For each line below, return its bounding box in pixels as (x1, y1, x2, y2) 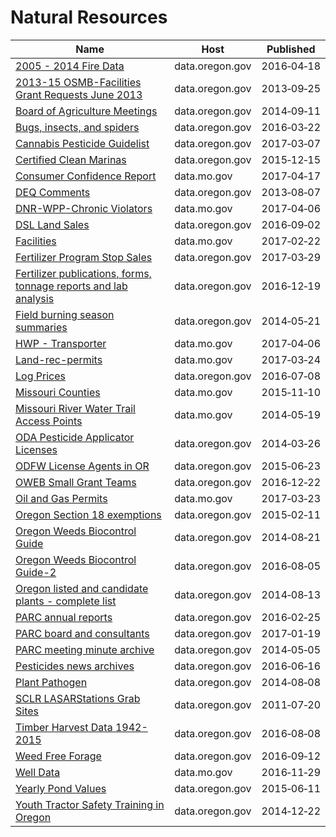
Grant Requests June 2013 (15, 87, 143, 101)
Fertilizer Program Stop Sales (15, 250, 153, 264)
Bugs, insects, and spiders (15, 120, 140, 134)
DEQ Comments (15, 185, 91, 199)
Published (266, 42, 316, 56)
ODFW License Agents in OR (15, 459, 150, 473)
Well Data (15, 765, 61, 779)
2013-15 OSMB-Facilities (15, 75, 142, 89)
